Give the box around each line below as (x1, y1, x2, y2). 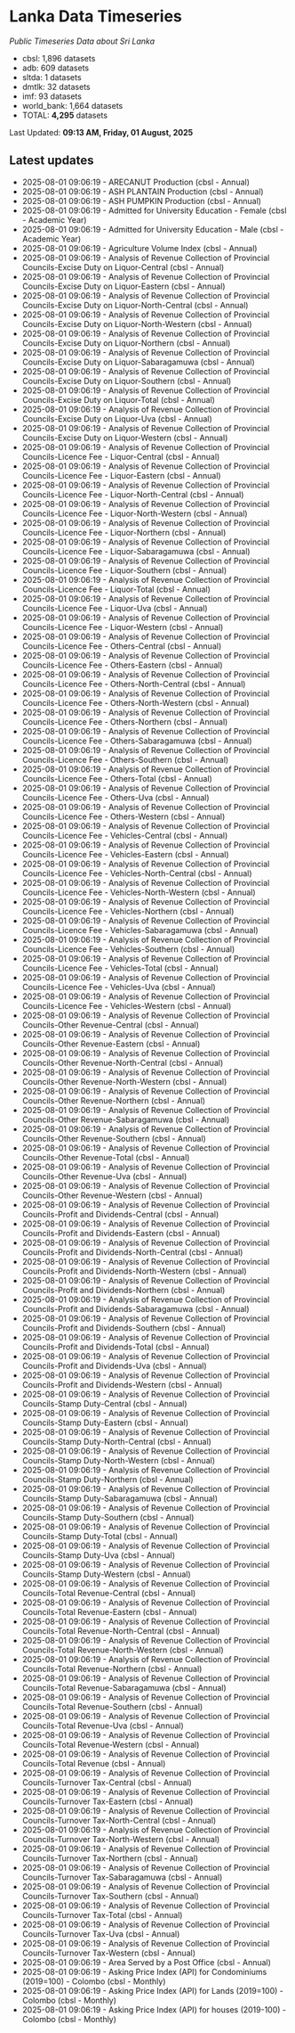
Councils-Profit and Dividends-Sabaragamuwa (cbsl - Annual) (21, 1303, 251, 1314)
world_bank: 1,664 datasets (21, 100, 124, 111)
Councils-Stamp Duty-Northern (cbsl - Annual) (21, 1473, 194, 1485)
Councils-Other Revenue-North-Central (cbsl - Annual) (21, 1057, 224, 1068)
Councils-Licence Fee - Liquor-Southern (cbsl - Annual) (21, 564, 227, 576)
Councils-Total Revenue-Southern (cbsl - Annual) (21, 1701, 203, 1712)
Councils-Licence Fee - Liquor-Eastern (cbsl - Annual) (21, 470, 221, 480)
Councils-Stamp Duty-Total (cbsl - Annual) (21, 1530, 179, 1541)
